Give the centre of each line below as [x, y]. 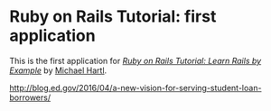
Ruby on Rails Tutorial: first [113, 17]
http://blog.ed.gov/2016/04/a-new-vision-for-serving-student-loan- [135, 88]
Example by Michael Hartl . [58, 70]
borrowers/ [30, 97]
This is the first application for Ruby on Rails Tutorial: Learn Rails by [135, 60]
